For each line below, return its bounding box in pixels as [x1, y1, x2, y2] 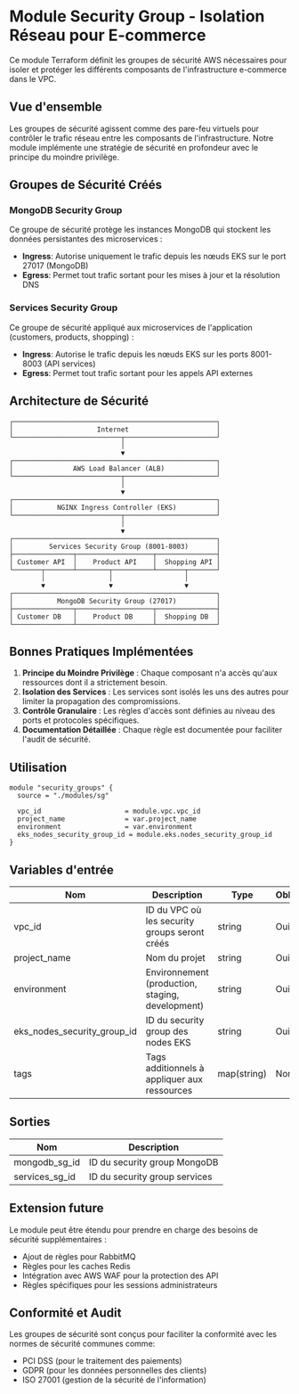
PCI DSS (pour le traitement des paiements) [21, 1356, 182, 1366]
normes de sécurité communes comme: [9, 1339, 156, 1349]
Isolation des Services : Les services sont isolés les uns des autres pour [21, 686, 289, 697]
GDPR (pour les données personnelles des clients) [21, 1365, 207, 1376]
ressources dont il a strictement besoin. [21, 677, 168, 688]
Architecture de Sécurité [9, 394, 149, 409]
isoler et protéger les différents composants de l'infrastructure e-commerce [9, 64, 287, 75]
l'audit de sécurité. [21, 734, 91, 745]
